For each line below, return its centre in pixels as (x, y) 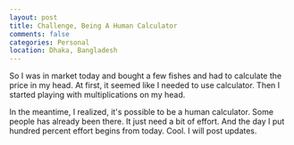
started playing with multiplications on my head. (97, 95)
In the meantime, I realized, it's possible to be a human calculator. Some (142, 112)
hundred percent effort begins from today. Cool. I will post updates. (133, 131)
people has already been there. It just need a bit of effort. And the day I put (147, 122)
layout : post (34, 17)
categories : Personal (50, 42)
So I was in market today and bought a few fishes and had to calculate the (146, 76)
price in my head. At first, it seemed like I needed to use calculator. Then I (145, 85)
